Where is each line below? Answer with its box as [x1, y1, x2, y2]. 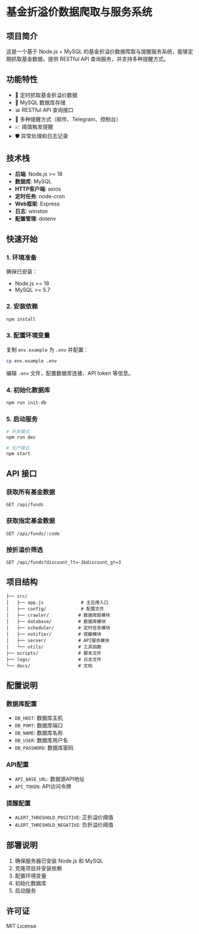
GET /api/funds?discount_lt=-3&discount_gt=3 [6, 559, 121, 565]
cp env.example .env [6, 358, 58, 364]
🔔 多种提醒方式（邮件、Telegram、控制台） [14, 116, 122, 123]
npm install [6, 316, 36, 322]
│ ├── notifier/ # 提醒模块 [6, 631, 102, 637]
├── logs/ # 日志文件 [6, 656, 102, 662]
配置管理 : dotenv [14, 215, 57, 222]
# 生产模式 [6, 445, 30, 451]
